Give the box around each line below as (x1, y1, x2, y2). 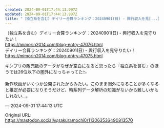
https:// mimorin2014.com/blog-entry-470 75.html (5, 53, 103, 59)
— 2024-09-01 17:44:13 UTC (5, 103, 63, 109)
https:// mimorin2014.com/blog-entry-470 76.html (5, 42, 103, 48)
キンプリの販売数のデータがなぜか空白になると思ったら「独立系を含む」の (5, 63, 155, 69)
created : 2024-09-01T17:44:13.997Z (5, 7, 78, 12)
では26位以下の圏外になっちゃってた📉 (9, 69, 87, 75)
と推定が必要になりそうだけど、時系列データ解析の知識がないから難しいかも (5, 87, 159, 93)
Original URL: (5, 112, 32, 118)
